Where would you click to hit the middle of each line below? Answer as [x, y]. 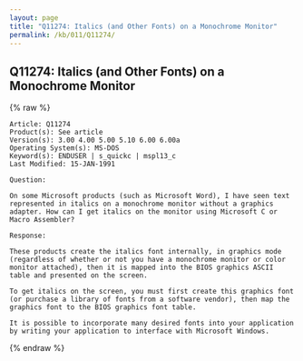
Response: [28, 236]
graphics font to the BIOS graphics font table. [103, 307]
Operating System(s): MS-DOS [64, 148]
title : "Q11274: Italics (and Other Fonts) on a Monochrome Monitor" [144, 26]
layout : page [34, 18]
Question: [28, 180]
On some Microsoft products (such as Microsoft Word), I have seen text [150, 196]
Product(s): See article [56, 133]
